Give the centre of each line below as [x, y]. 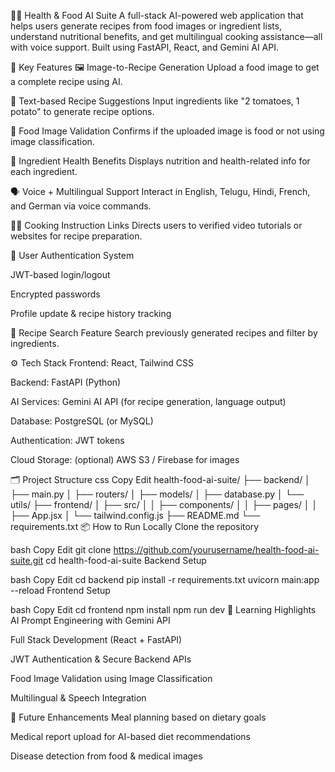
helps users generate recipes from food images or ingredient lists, [146, 26]
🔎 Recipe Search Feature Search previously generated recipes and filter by [164, 333]
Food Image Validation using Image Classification [111, 678]
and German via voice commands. [81, 206]
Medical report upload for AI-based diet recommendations [130, 736]
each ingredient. [44, 171]
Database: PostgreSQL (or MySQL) [82, 421]
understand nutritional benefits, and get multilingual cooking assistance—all [166, 36]
